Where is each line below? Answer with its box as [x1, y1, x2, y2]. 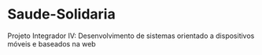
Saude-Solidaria [7, 5, 116, 23]
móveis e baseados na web [7, 39, 96, 48]
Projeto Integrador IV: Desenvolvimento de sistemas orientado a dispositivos [7, 31, 255, 40]
